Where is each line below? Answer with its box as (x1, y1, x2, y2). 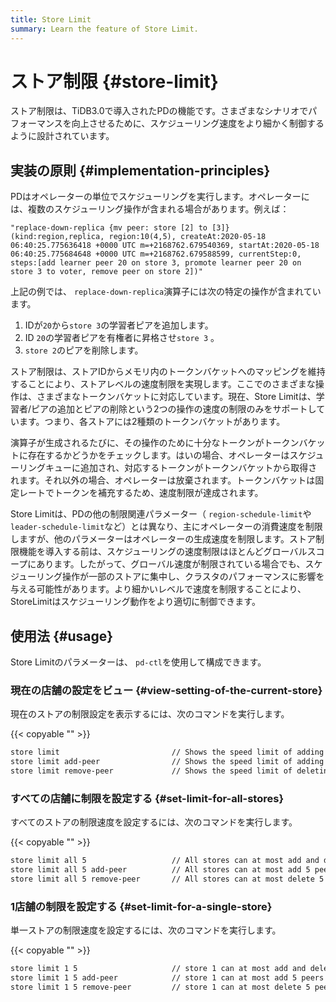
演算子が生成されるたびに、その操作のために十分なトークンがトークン (10, 437, 300, 449)
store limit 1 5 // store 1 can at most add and (10, 964, 307, 974)
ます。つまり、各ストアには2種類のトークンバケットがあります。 (18, 416, 286, 428)
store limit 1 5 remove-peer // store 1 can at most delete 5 (10, 982, 311, 992)
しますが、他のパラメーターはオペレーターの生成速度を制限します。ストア (10, 533, 316, 545)
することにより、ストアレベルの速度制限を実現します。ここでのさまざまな (10, 378, 316, 390)
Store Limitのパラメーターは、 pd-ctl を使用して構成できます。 (10, 656, 267, 668)
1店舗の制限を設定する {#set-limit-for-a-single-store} (10, 899, 273, 913)
